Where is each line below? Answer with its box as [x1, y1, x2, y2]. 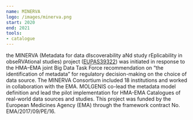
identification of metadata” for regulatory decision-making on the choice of [6, 71, 187, 77]
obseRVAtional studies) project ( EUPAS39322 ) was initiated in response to [6, 58, 185, 65]
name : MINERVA [6, 8, 41, 15]
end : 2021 [6, 25, 30, 31]
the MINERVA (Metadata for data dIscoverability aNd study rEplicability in [6, 52, 183, 59]
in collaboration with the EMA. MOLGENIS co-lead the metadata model [6, 83, 177, 90]
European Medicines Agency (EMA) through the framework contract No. [6, 102, 180, 108]
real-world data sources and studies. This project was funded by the [6, 95, 171, 102]
